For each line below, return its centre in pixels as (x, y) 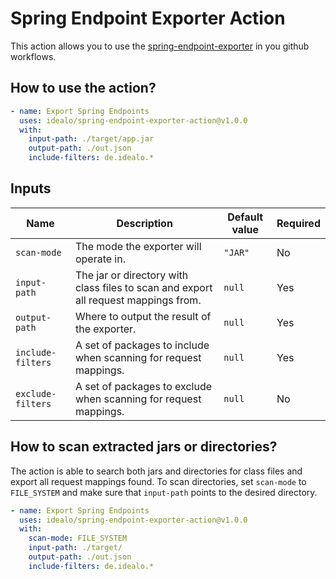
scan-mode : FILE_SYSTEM (78, 538)
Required (298, 223)
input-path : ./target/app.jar (91, 139)
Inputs (31, 188)
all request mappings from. (138, 300)
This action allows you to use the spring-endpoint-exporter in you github (160, 46)
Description (144, 223)
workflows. (33, 56)
